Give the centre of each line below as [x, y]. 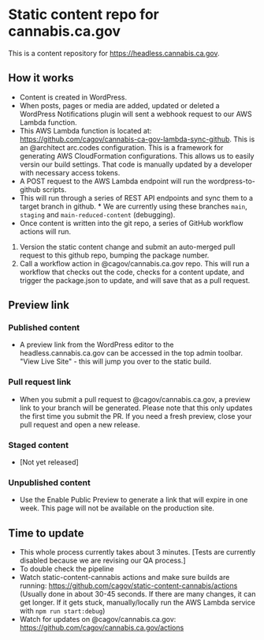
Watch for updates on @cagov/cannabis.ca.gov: [98, 619]
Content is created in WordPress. [73, 97]
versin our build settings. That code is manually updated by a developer [136, 164]
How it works [41, 78]
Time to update [46, 533]
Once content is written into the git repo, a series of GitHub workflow [132, 223]
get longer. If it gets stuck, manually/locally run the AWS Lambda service [138, 603]
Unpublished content [49, 482]
